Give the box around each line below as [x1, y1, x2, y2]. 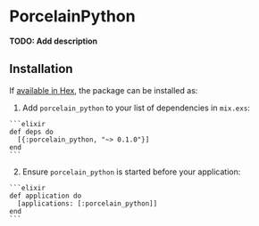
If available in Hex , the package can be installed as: [9, 85, 198, 95]
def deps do [9, 127, 54, 136]
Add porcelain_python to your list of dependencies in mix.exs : [21, 102, 250, 113]
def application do [9, 191, 82, 200]
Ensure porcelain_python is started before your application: [21, 166, 241, 177]
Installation [9, 61, 73, 77]
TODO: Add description [9, 36, 98, 46]
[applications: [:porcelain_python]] [17, 198, 158, 208]
